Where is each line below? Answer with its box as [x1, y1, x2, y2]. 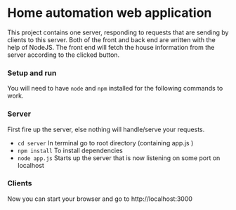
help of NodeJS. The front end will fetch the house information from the [7, 43, 215, 51]
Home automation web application [7, 5, 212, 21]
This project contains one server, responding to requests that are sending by [7, 28, 229, 37]
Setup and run [7, 68, 57, 78]
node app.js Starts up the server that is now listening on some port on [17, 153, 221, 162]
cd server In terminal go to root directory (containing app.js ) [17, 138, 194, 147]
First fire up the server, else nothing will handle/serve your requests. [7, 125, 205, 133]
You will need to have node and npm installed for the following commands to [7, 84, 223, 93]
